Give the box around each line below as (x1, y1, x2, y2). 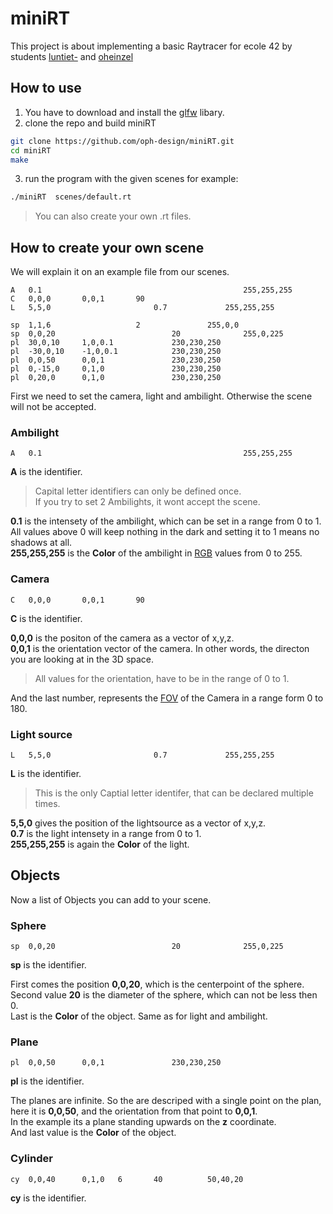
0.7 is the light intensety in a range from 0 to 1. (10, 827, 202, 839)
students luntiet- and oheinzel (10, 50, 134, 62)
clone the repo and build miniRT (24, 117, 157, 129)
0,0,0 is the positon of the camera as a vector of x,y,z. (10, 632, 235, 644)
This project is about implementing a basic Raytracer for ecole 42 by (10, 40, 293, 52)
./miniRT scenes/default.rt (10, 192, 132, 202)
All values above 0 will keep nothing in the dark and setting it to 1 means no (10, 526, 320, 538)
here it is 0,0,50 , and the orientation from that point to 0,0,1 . (10, 1105, 258, 1117)
